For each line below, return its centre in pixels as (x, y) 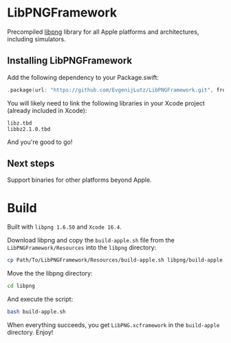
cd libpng (21, 286)
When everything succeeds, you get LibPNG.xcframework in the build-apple (113, 325)
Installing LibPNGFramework (70, 61)
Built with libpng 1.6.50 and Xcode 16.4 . (64, 227)
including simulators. (37, 39)
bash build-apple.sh (37, 312)
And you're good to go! (40, 142)
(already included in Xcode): (47, 110)
